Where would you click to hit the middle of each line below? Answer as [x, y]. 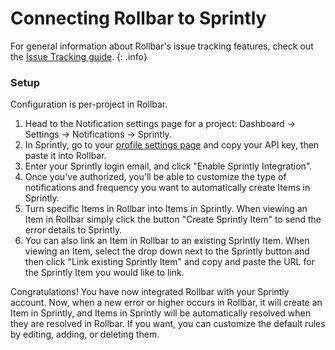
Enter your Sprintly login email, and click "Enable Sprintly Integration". [168, 166]
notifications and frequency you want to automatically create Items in [167, 188]
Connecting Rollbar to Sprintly [138, 18]
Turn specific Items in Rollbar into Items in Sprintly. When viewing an [166, 209]
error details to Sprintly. [73, 230]
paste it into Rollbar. [65, 156]
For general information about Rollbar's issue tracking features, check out [162, 46]
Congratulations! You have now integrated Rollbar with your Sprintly [150, 292]
